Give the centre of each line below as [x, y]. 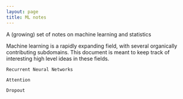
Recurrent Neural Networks [40, 69]
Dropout [16, 90]
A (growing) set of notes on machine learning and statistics [79, 34]
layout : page [22, 12]
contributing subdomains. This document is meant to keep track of [88, 52]
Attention [18, 80]
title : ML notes [26, 17]
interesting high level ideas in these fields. [58, 58]
